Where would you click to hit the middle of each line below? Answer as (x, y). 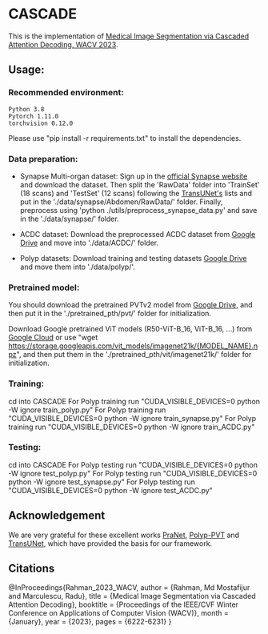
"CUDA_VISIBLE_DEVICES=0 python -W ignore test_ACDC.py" (111, 490)
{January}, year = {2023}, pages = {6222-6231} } (90, 622)
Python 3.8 (26, 109)
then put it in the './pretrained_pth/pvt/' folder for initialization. (110, 314)
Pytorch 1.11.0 (34, 116)
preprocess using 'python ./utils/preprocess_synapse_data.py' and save (138, 210)
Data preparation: (43, 158)
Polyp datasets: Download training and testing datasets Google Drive (133, 258)
